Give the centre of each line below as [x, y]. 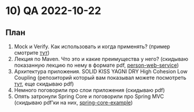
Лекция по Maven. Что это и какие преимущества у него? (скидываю [101, 59]
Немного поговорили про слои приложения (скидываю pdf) [89, 90]
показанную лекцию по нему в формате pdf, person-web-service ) [96, 65]
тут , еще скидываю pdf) [44, 84]
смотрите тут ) [32, 53]
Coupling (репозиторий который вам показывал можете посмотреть [100, 78]
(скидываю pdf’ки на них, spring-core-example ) [73, 103]
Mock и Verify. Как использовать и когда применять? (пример [92, 46]
